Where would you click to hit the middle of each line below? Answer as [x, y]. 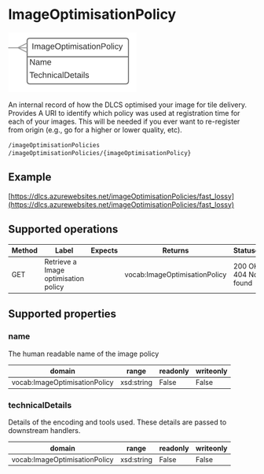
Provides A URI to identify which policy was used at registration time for [124, 113]
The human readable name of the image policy [84, 354]
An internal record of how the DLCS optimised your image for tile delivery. [128, 105]
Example [30, 178]
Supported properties [62, 314]
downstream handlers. [44, 431]
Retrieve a [60, 262]
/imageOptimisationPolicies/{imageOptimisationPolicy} [100, 153]
